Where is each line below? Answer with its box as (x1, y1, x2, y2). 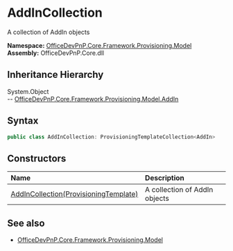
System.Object (7, 87, 49, 95)
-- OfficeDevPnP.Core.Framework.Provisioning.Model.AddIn (7, 95, 179, 103)
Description (144, 173, 185, 183)
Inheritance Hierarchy (7, 69, 104, 81)
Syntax (7, 115, 39, 127)
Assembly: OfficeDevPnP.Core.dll (7, 49, 105, 57)
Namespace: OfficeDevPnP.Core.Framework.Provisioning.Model (7, 41, 192, 49)
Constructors (7, 152, 67, 164)
